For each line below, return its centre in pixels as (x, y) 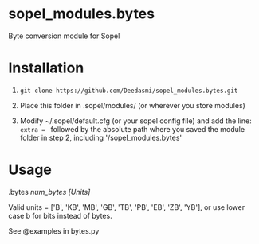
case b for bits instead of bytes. (61, 215)
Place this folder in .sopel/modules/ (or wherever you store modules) (132, 105)
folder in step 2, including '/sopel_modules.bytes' (101, 137)
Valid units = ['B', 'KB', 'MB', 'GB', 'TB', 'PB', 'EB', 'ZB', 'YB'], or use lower (127, 207)
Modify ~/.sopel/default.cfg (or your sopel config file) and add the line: (136, 121)
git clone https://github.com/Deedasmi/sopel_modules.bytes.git (129, 91)
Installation (46, 68)
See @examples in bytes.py (54, 230)
